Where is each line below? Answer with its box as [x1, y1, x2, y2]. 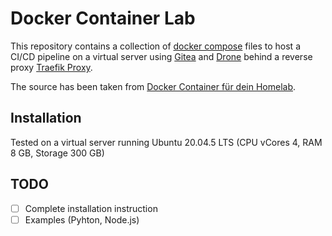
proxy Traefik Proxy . [10, 61, 93, 73]
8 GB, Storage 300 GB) [10, 147, 105, 159]
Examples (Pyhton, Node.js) [24, 213, 140, 226]
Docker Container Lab [10, 7, 196, 30]
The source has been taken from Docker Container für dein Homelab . [10, 80, 297, 92]
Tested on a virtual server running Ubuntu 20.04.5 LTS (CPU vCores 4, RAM [10, 136, 323, 148]
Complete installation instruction [24, 202, 158, 214]
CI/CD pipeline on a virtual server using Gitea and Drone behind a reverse [10, 50, 313, 62]
